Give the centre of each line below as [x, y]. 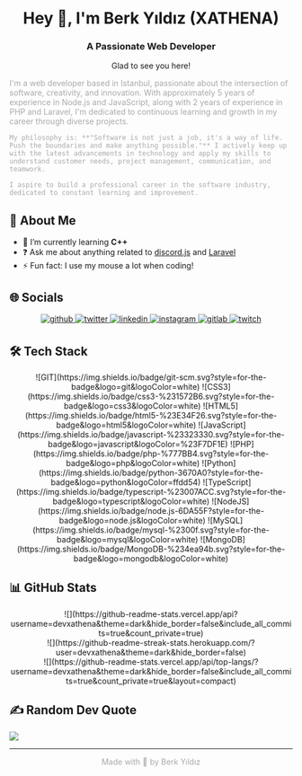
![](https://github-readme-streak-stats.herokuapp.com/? [151, 642]
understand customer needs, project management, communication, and [140, 162]
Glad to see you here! [151, 66]
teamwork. [28, 170]
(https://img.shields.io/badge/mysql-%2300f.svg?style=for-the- [151, 530]
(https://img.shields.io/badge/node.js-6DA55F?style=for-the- [151, 510]
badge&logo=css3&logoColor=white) [132, 406]
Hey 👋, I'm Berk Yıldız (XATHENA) [151, 18]
